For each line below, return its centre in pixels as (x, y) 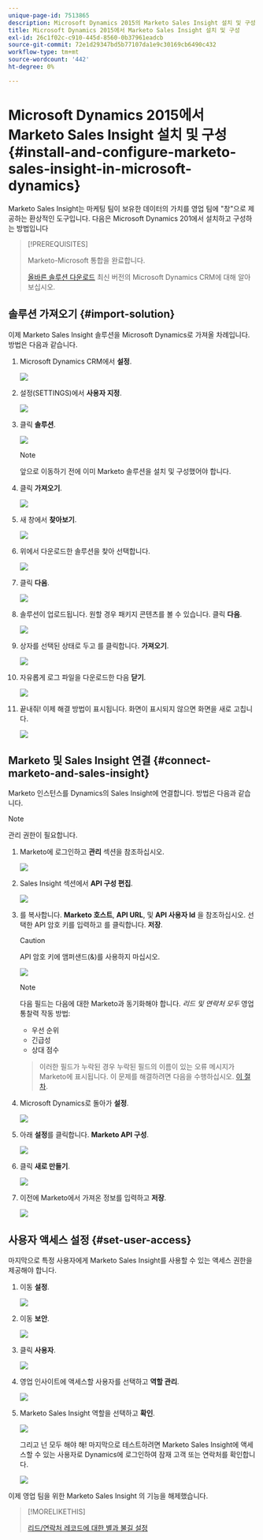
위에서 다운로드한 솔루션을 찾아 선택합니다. (85, 551)
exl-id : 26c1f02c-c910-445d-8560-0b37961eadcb (86, 37)
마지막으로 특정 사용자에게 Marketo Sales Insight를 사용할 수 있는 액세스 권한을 (130, 1260)
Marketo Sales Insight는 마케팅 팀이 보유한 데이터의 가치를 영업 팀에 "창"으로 (127, 208)
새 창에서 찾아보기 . (48, 519)
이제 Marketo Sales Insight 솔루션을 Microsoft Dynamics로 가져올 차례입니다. (129, 334)
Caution (32, 941)
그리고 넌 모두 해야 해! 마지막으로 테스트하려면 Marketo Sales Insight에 (129, 1445)
